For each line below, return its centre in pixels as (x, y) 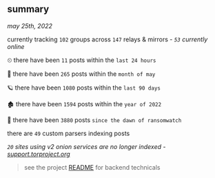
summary (28, 9)
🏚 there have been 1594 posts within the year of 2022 (84, 103)
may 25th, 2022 (30, 26)
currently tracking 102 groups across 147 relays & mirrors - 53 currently (107, 39)
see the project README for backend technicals (92, 167)
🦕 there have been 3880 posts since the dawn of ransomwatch (94, 120)
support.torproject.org (39, 154)
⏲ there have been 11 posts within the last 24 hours (82, 60)
